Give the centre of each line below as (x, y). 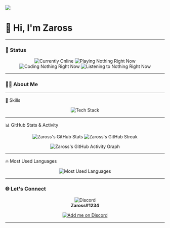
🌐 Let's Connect (26, 189)
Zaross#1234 (85, 205)
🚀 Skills (13, 100)
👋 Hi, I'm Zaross (39, 28)
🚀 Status (16, 50)
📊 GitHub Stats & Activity (32, 125)
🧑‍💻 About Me (22, 85)
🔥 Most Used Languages (31, 161)
